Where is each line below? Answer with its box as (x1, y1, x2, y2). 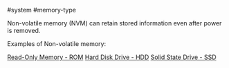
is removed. (7, 27, 41, 34)
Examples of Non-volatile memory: (7, 40, 106, 47)
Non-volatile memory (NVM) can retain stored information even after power (7, 19, 222, 27)
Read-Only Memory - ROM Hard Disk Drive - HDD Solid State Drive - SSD (7, 53, 217, 61)
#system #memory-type (7, 6, 76, 14)
